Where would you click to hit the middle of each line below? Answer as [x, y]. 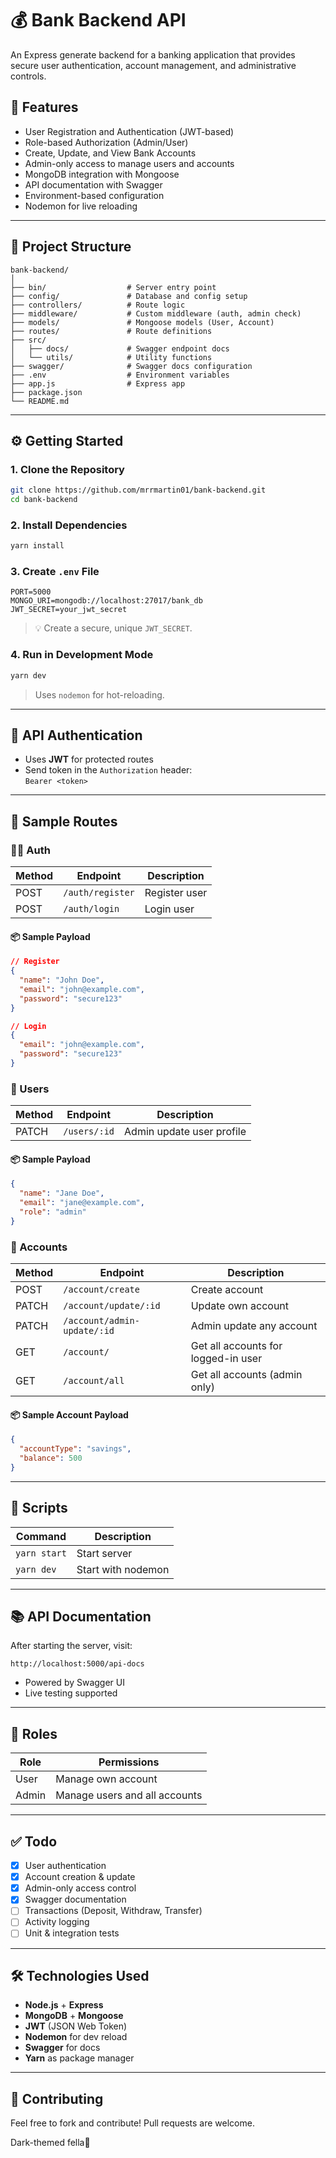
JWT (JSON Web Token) [76, 2026]
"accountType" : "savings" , [75, 1449]
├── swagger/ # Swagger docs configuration [131, 366]
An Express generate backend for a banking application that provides [153, 54]
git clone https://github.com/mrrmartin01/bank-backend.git [138, 490]
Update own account [240, 1306]
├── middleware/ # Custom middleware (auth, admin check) [156, 313]
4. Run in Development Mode [82, 655]
